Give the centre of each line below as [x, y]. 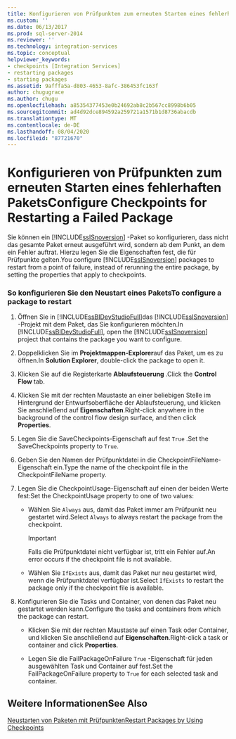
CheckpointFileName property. [62, 475]
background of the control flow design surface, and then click [107, 418]
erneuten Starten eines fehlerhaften [114, 188]
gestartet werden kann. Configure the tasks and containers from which [119, 609]
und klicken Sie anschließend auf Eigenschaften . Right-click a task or [128, 638]
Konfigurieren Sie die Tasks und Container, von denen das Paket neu [117, 602]
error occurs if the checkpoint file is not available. [100, 560]
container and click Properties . [73, 645]
